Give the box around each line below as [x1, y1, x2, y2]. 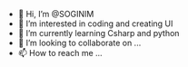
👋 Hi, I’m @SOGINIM [17, 9, 94, 19]
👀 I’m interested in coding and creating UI [17, 18, 173, 29]
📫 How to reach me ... [17, 48, 103, 58]
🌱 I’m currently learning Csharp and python [17, 28, 180, 38]
